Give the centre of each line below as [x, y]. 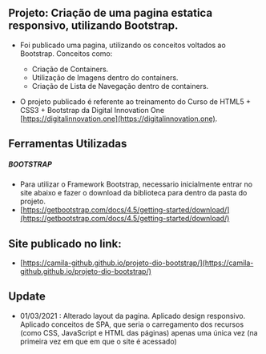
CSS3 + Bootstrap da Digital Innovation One [92, 110]
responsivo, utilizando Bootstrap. [93, 26]
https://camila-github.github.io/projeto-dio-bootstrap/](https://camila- [138, 263]
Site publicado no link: [65, 243]
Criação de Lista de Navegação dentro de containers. [120, 86]
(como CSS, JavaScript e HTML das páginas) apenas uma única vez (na [139, 332]
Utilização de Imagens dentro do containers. [105, 77]
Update [27, 297]
